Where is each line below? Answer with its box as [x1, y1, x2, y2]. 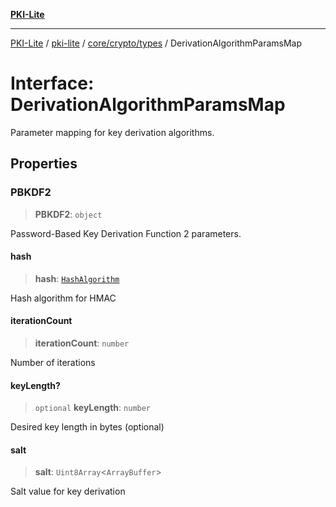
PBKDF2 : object [34, 208, 103, 220]
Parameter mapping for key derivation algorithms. [10, 126, 215, 138]
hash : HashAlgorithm [34, 272, 120, 284]
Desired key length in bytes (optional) [10, 421, 165, 433]
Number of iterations [10, 357, 96, 369]
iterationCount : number [34, 337, 130, 349]
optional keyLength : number [34, 402, 152, 414]
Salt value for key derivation [10, 485, 126, 498]
